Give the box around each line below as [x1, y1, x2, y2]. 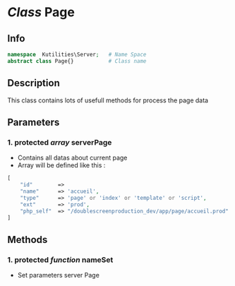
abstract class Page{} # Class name [7, 57, 147, 64]
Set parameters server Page [17, 271, 100, 280]
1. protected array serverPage [7, 137, 112, 147]
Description [7, 77, 60, 89]
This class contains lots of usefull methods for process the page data [7, 96, 209, 105]
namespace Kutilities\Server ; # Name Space [7, 51, 147, 58]
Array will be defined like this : [17, 161, 106, 169]
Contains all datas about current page [17, 153, 128, 162]
